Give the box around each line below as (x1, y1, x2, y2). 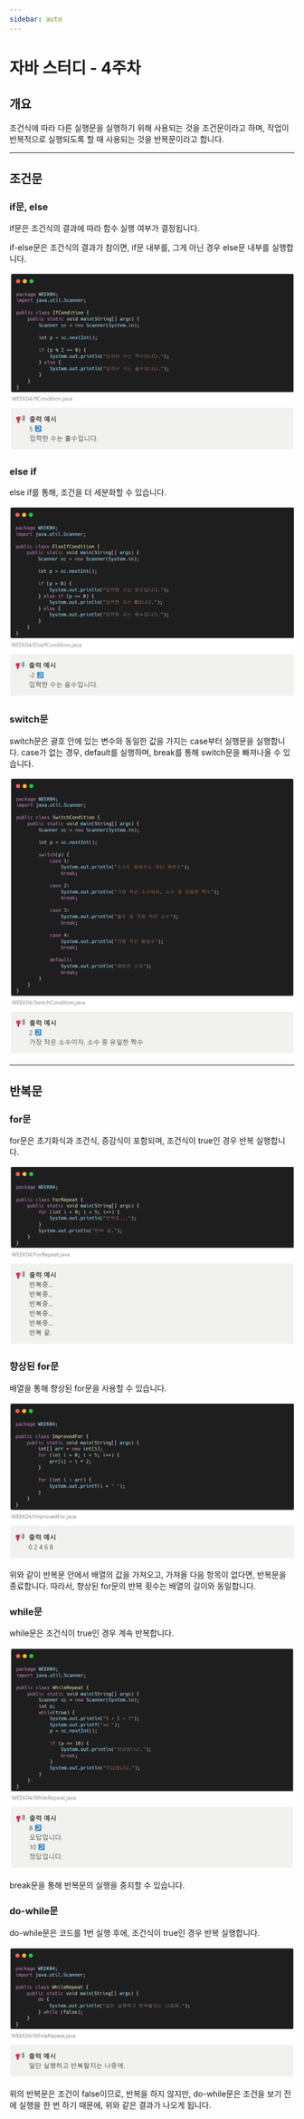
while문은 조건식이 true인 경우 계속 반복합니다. (9, 1628, 175, 1638)
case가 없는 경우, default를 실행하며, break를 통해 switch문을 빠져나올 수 (21, 746, 281, 757)
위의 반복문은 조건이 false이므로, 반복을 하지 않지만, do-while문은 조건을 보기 (9, 2088, 282, 2099)
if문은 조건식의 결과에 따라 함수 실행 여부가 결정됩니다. (9, 223, 201, 234)
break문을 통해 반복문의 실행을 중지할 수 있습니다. (9, 1880, 185, 1891)
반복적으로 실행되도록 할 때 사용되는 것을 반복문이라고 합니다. (9, 133, 224, 144)
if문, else (9, 200, 48, 213)
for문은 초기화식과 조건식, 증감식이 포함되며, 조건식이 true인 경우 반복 (9, 1135, 255, 1146)
